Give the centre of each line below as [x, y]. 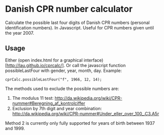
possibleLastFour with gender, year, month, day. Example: [64, 70]
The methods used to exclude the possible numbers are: [62, 89]
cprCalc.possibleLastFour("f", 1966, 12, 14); [54, 79]
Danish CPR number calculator [69, 9]
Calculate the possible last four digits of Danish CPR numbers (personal [77, 22]
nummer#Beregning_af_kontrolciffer [49, 103]
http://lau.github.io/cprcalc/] [35, 65]
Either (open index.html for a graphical [44, 60]
